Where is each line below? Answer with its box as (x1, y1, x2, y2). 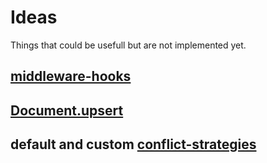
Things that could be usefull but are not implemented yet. (10, 39, 247, 51)
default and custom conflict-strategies (10, 136, 257, 153)
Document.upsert (10, 102, 124, 119)
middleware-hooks (10, 68, 132, 85)
